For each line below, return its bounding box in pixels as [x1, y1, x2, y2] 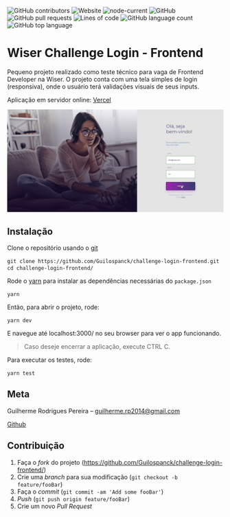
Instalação [7, 225, 54, 237]
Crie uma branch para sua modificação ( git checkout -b [16, 472, 179, 481]
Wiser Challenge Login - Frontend [7, 45, 204, 61]
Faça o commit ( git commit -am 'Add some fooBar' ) [16, 487, 164, 496]
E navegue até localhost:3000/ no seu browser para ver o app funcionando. [7, 329, 222, 337]
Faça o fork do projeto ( [16, 458, 84, 466]
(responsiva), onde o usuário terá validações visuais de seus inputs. [7, 82, 200, 91]
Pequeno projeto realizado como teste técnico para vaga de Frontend [7, 67, 204, 76]
